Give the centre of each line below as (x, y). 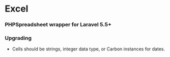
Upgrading (18, 38)
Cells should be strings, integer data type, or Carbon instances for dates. (89, 49)
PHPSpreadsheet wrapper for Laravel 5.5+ (58, 25)
